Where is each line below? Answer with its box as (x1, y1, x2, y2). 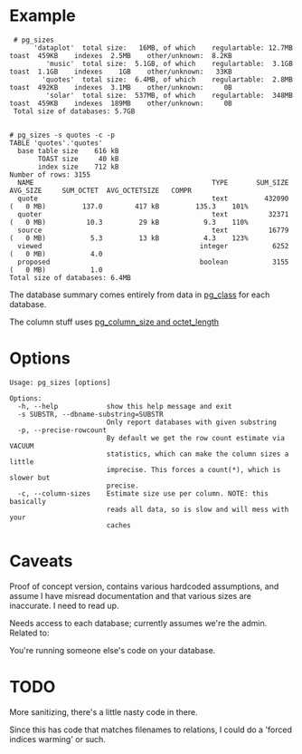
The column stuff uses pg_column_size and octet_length (9, 316, 220, 327)
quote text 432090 (17, 194, 289, 203)
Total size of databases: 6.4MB (9, 273, 131, 282)
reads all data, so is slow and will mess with (106, 505, 289, 514)
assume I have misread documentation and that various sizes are (9, 590, 251, 601)
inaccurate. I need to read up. (9, 600, 119, 611)
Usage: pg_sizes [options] (9, 378, 111, 387)
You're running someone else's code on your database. (9, 644, 216, 655)
